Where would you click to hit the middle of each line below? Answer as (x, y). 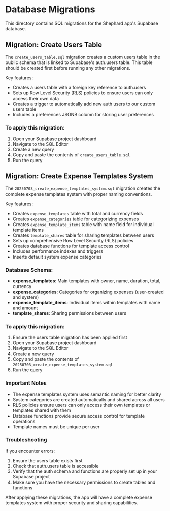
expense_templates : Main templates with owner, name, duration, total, (87, 281)
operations (24, 421)
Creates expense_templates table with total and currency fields (78, 213)
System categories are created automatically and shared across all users (89, 399)
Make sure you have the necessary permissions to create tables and (84, 482)
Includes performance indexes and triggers (58, 251)
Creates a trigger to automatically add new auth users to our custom (84, 104)
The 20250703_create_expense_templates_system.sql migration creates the (83, 188)
